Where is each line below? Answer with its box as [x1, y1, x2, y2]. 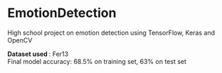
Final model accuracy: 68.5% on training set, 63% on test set [7, 57, 187, 65]
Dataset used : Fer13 [7, 50, 69, 58]
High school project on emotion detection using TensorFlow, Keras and [7, 28, 216, 37]
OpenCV [7, 35, 33, 44]
